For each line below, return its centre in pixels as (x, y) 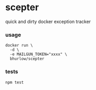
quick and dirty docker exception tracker (48, 21)
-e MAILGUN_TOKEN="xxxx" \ (39, 54)
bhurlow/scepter (27, 59)
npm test (15, 82)
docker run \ (19, 46)
